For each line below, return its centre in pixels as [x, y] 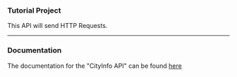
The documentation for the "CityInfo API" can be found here [95, 66]
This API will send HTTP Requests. [57, 26]
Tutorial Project [34, 10]
